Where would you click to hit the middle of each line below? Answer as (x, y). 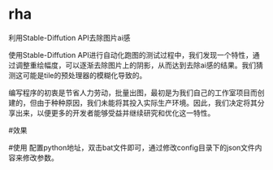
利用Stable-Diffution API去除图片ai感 (69, 37)
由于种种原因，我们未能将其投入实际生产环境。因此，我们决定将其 (147, 102)
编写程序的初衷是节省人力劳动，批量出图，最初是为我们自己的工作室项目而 (133, 92)
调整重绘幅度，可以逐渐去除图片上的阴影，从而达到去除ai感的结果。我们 (136, 65)
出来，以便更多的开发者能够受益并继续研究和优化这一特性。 (115, 113)
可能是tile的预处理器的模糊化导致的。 (84, 75)
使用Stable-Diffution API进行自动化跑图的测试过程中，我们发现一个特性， (131, 54)
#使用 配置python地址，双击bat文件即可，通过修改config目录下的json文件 (132, 147)
